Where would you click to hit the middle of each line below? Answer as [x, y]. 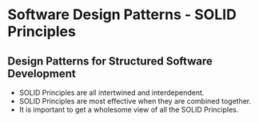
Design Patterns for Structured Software [110, 61]
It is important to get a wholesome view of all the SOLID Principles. [129, 110]
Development [42, 73]
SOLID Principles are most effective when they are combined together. [135, 101]
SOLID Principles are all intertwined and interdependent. [112, 92]
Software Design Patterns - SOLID [122, 15]
